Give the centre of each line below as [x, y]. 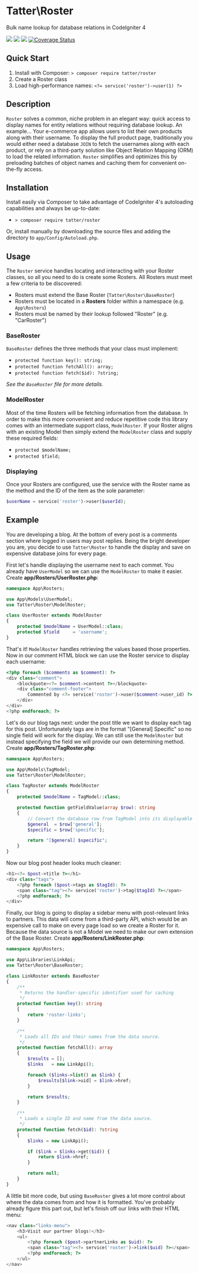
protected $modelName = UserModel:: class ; [70, 627]
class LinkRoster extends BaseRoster [53, 976]
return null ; [44, 1174]
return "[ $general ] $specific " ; [68, 840]
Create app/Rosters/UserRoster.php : [52, 577]
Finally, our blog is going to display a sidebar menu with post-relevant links [97, 913]
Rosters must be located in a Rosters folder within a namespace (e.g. [99, 301]
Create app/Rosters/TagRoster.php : [51, 747]
